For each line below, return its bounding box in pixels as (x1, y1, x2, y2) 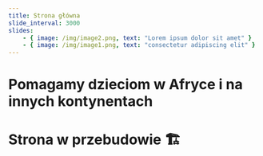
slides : (8, 26, 34, 34)
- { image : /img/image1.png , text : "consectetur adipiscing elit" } (22, 41, 256, 49)
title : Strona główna (8, 11, 81, 20)
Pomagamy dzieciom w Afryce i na (8, 76, 243, 94)
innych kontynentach (8, 92, 153, 111)
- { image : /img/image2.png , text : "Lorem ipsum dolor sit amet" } (22, 33, 252, 42)
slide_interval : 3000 (8, 19, 81, 27)
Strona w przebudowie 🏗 (8, 131, 181, 148)
